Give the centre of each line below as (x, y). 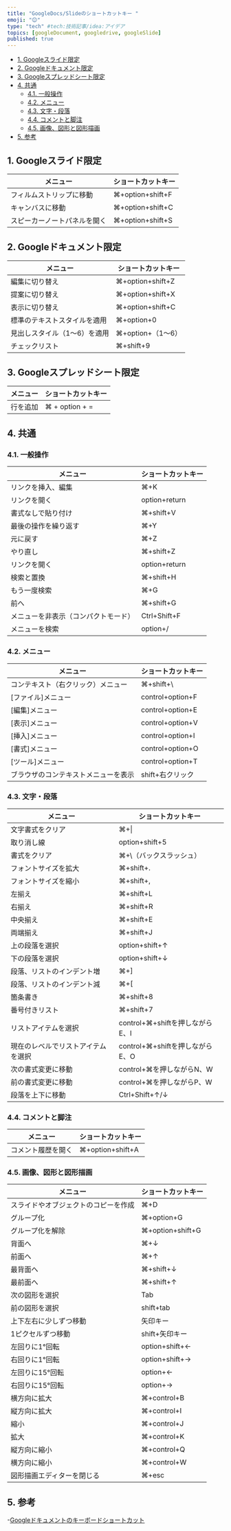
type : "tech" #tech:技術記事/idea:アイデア (66, 26)
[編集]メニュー (34, 710)
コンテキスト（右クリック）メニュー (69, 684)
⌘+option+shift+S (143, 220)
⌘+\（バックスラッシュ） (160, 855)
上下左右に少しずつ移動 (48, 1321)
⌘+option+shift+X (145, 294)
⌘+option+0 (136, 320)
